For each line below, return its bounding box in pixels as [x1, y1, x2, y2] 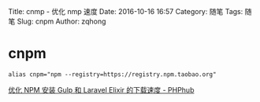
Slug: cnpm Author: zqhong [17, 16, 106, 26]
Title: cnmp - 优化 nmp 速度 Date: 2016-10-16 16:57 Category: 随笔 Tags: [8, 7, 243, 16]
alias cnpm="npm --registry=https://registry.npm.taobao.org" [8, 70, 217, 78]
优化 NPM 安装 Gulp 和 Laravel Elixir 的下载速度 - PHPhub [8, 85, 195, 94]
